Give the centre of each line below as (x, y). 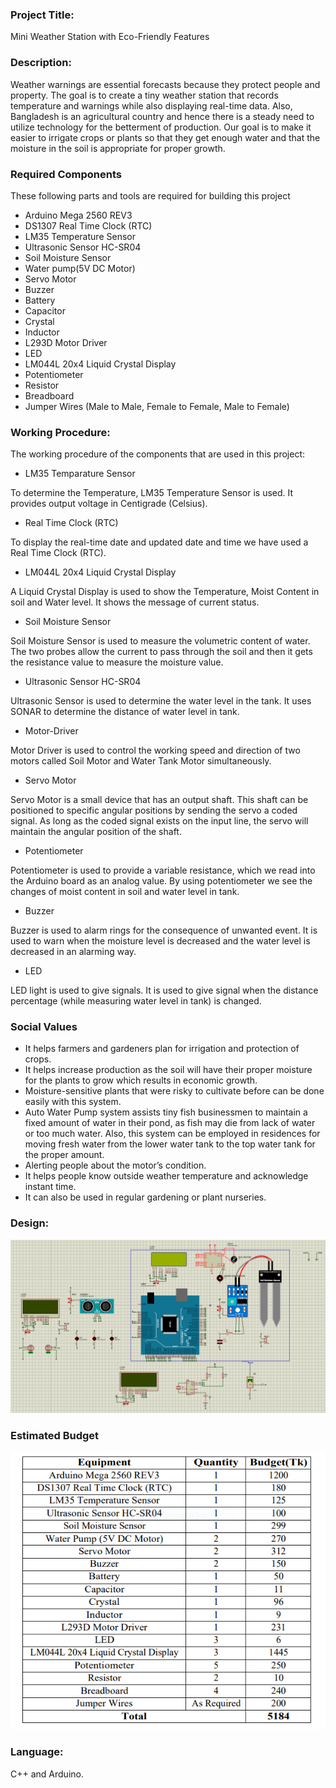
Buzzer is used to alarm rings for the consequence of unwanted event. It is (164, 930)
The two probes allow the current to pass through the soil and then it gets (161, 652)
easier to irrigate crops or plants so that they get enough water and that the (165, 137)
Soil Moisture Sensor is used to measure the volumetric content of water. (160, 641)
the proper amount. (64, 1155)
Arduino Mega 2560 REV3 (78, 215)
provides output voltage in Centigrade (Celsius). (109, 504)
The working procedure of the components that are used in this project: (158, 454)
